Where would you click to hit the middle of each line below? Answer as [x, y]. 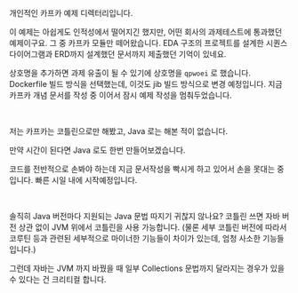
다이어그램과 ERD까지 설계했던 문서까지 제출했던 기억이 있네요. [118, 54]
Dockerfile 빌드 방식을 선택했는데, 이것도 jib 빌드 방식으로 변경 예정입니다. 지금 [146, 84]
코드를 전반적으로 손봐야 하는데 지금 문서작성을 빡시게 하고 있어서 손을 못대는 [142, 169]
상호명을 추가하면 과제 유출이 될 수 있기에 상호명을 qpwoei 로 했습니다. [130, 73]
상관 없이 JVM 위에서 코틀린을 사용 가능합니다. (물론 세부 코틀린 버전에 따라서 [153, 227]
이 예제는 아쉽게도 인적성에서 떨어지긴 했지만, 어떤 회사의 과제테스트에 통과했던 [146, 32]
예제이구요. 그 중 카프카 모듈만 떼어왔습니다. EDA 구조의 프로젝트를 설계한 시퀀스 [149, 43]
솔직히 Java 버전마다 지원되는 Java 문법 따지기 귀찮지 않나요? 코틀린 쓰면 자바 [145, 216]
